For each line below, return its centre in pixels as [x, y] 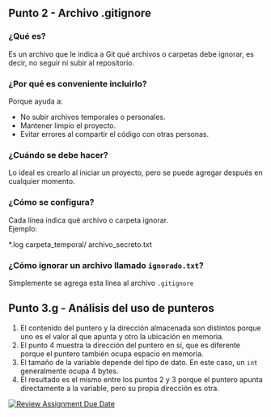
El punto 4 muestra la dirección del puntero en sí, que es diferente [130, 345]
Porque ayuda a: [36, 101]
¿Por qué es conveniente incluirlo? [78, 83]
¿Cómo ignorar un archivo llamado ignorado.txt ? [106, 265]
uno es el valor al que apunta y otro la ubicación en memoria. [122, 336]
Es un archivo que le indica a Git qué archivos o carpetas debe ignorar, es [131, 54]
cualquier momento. [42, 181]
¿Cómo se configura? [51, 202]
